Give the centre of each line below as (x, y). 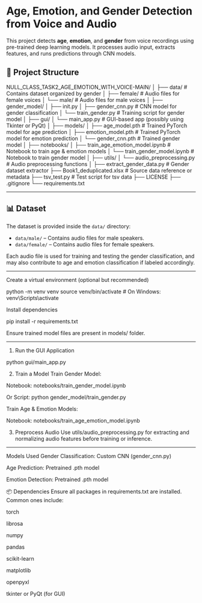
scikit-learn (20, 558)
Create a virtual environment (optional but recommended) (78, 279)
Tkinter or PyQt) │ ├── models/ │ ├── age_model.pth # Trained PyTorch (97, 126)
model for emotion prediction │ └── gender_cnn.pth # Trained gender (93, 138)
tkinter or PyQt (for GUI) (36, 593)
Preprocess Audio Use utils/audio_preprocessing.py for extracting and (102, 432)
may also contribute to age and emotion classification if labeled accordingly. (101, 262)
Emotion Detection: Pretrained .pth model (57, 479)
